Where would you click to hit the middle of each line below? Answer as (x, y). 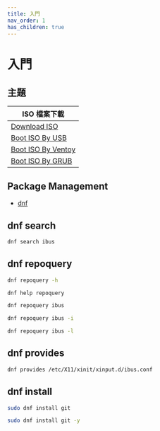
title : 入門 (24, 14)
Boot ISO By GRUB (42, 161)
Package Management (58, 186)
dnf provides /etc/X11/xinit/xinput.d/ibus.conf (80, 369)
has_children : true (36, 27)
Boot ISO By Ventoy (43, 149)
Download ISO (35, 127)
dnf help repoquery (36, 293)
